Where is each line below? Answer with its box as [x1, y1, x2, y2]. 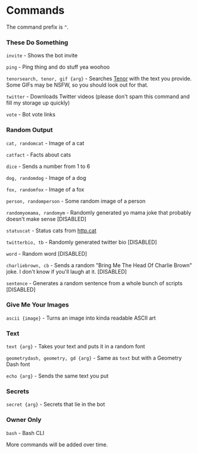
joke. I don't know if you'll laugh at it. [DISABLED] [6, 268, 127, 275]
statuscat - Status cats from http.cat [6, 227, 97, 234]
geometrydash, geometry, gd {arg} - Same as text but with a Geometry [6, 354, 182, 362]
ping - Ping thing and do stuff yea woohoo [6, 63, 110, 71]
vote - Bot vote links [6, 111, 55, 118]
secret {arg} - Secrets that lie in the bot [6, 401, 106, 408]
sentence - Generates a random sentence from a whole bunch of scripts [6, 279, 183, 287]
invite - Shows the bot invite [6, 52, 78, 59]
